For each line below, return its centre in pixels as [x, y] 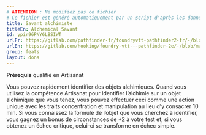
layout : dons [23, 57]
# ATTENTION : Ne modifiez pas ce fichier [61, 12]
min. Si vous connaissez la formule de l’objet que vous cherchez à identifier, [102, 112]
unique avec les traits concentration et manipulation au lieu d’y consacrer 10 [102, 106]
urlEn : [15, 46]
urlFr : [15, 40]
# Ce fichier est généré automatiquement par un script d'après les [96, 18]
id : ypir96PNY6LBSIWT [34, 35]
